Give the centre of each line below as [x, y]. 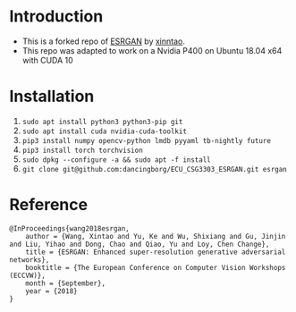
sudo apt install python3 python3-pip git [102, 122]
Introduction [56, 17]
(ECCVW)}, [28, 275]
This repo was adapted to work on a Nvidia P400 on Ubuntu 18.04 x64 [152, 50]
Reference [48, 205]
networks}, [30, 260]
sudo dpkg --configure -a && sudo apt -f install [117, 160]
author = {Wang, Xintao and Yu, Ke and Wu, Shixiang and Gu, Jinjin [156, 236]
